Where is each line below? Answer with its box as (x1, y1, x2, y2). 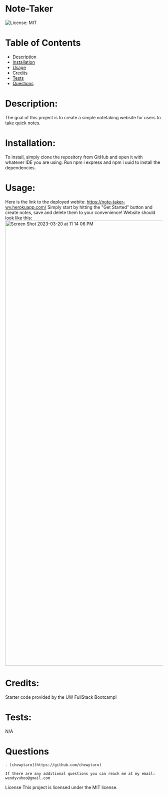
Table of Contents (5, 37, 81, 49)
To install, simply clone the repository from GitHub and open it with (5, 154, 143, 160)
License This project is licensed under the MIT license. (5, 784, 117, 790)
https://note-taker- (86, 198, 125, 205)
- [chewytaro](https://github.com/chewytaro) (5, 762, 101, 767)
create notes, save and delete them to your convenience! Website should (5, 209, 155, 216)
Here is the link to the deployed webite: (5, 198, 86, 205)
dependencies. (5, 164, 36, 170)
